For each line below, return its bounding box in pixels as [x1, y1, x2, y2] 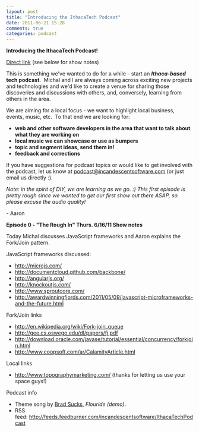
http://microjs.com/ [14, 262, 62, 269]
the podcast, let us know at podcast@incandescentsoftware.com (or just [6, 168, 184, 175]
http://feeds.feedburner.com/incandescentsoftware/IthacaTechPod [29, 414, 193, 421]
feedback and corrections [14, 150, 80, 157]
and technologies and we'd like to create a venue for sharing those [6, 83, 170, 90]
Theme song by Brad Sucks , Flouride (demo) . [14, 401, 127, 408]
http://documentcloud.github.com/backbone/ [14, 269, 126, 276]
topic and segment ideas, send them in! [14, 144, 115, 151]
